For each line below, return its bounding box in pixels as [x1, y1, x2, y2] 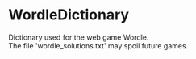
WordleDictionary [8, 6, 130, 24]
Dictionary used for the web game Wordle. [8, 32, 149, 42]
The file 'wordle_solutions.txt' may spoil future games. [8, 40, 189, 50]
